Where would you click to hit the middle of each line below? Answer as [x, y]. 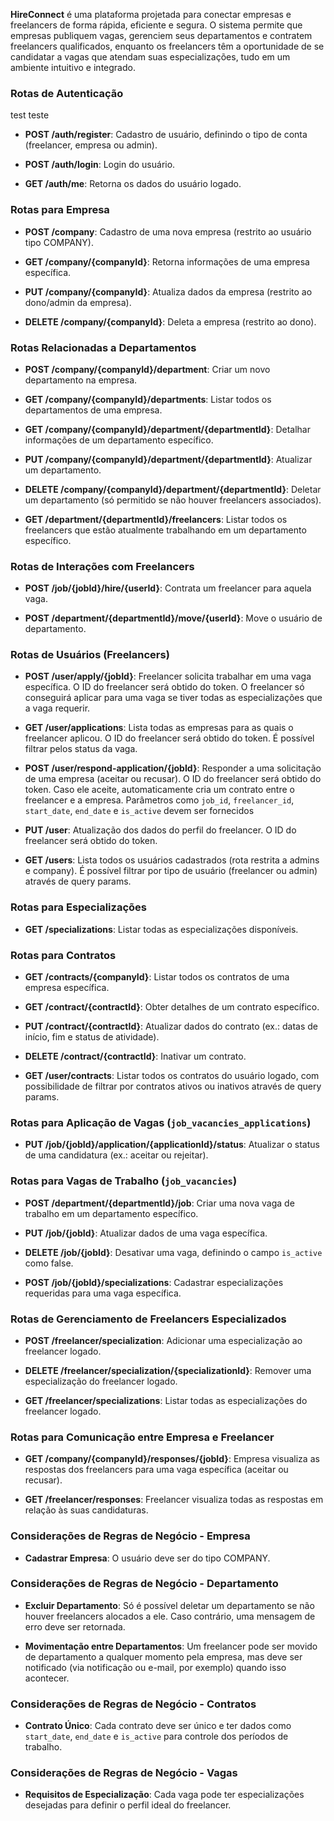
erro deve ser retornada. [75, 1626]
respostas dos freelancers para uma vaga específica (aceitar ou [156, 1470]
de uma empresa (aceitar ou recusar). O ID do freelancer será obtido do [173, 779]
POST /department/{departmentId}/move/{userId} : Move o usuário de [173, 618]
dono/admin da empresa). [78, 302]
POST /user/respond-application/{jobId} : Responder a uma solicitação [173, 768]
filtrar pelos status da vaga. [81, 749]
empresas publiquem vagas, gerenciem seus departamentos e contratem [161, 35]
